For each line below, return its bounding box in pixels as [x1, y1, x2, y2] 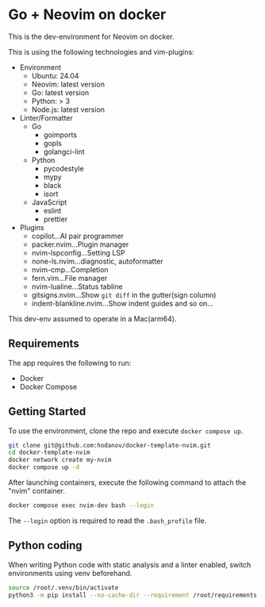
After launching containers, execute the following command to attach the [8, 478, 247, 487]
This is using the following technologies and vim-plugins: [8, 47, 194, 56]
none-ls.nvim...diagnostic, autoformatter [31, 256, 164, 266]
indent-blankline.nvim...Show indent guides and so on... [31, 298, 214, 308]
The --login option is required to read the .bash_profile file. [8, 516, 207, 525]
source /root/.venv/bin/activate [8, 583, 119, 592]
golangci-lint [43, 147, 85, 156]
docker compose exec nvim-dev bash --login [8, 501, 155, 509]
